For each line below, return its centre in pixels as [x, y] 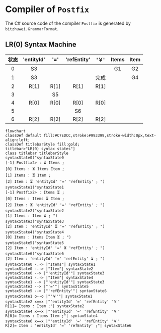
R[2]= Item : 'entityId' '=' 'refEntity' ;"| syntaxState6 [68, 325]
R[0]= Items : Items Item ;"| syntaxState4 [52, 316]
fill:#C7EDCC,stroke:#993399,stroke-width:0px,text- [100, 135]
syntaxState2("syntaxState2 [35, 211]
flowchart [16, 131]
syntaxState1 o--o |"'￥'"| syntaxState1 [49, 296]
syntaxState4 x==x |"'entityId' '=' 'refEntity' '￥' [62, 311]
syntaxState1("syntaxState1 [35, 187]
